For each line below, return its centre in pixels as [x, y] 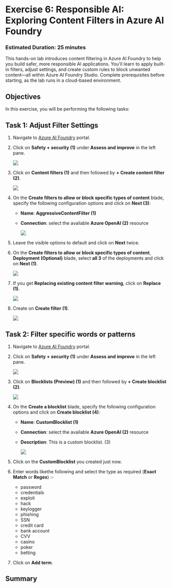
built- [159, 64]
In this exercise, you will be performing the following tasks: [68, 109]
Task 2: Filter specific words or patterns [70, 334]
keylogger [31, 509]
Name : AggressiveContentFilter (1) [58, 213]
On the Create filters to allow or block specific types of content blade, [88, 198]
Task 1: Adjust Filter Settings [52, 125]
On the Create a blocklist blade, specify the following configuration [84, 406]
